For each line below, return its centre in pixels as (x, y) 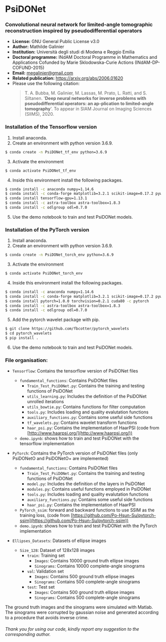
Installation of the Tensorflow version (51, 127)
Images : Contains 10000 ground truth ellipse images (87, 561)
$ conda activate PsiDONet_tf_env (41, 171)
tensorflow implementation (47, 444)
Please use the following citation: (46, 84)
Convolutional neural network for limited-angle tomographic (79, 25)
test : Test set (41, 587)
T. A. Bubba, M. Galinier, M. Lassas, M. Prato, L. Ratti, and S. (86, 93)
